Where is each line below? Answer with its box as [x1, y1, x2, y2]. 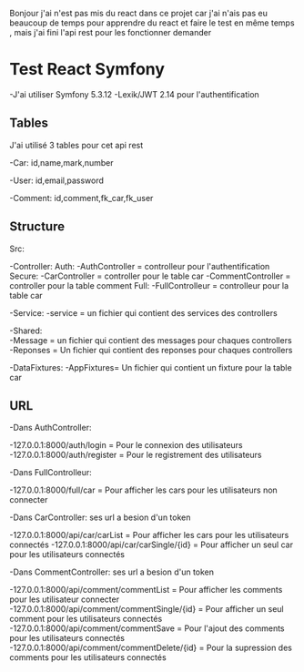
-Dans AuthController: [9, 423, 92, 433]
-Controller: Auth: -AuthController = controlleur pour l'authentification [9, 260, 270, 271]
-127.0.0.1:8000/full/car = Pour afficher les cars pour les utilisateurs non [9, 484, 278, 495]
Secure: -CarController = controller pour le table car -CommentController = [9, 270, 291, 281]
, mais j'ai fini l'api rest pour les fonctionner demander [9, 27, 212, 37]
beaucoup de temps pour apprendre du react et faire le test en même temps [9, 17, 295, 28]
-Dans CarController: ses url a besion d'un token [9, 512, 191, 523]
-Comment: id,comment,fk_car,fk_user [9, 192, 154, 203]
